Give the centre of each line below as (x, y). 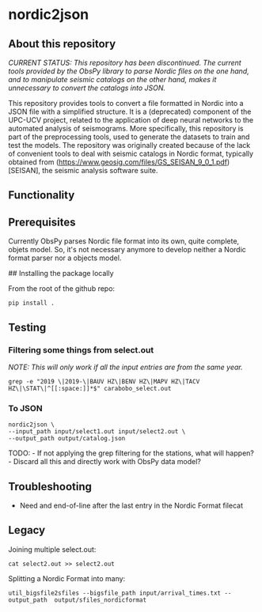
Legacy (27, 530)
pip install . (32, 303)
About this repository (62, 44)
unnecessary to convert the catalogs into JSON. (87, 88)
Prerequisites (42, 222)
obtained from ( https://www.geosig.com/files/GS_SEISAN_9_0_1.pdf (118, 162)
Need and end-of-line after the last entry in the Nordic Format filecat (131, 505)
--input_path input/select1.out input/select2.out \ (97, 432)
